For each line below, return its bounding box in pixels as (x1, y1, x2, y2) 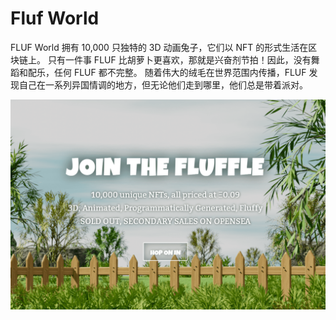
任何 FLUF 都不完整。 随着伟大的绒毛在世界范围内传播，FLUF (53, 66, 307, 78)
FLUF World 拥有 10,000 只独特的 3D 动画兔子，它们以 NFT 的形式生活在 (10, 41, 309, 53)
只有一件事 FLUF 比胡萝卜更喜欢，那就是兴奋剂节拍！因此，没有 (47, 53, 312, 66)
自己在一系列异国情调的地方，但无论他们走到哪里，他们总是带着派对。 (18, 78, 308, 91)
